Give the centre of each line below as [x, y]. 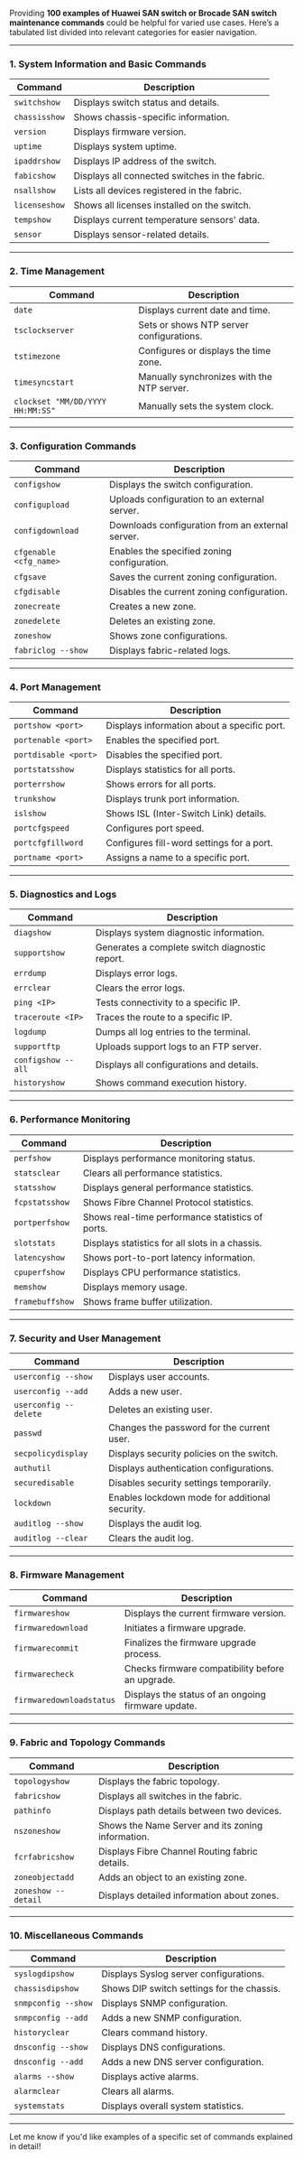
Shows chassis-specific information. [151, 117]
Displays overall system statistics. [173, 2106]
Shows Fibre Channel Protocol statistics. [168, 1202]
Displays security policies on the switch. [193, 1454]
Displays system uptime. [125, 146]
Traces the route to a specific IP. [164, 1018]
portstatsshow [44, 770]
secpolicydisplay [51, 1454]
